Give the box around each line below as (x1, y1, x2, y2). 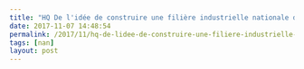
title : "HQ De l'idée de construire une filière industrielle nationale (9, 13, 290, 22)
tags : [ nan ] (9, 38, 54, 47)
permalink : (9, 30, 51, 39)
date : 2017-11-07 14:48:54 (9, 22, 111, 30)
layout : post (9, 47, 59, 56)
